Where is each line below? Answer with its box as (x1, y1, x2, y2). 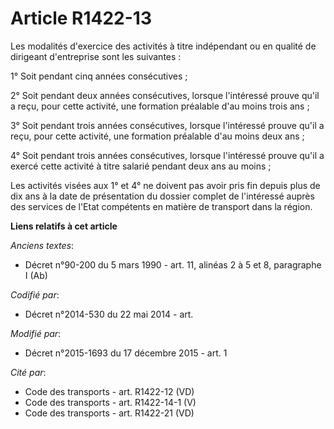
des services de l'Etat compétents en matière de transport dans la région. (10, 200, 313, 212)
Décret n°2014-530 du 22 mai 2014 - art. (24, 308, 194, 320)
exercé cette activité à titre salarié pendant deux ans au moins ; (10, 160, 272, 172)
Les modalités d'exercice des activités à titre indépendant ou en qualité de (10, 40, 317, 52)
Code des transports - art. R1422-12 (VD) (24, 385, 195, 397)
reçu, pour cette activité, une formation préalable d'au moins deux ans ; (10, 130, 305, 142)
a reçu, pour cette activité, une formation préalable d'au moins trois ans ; (10, 100, 310, 112)
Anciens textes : (10, 239, 75, 251)
